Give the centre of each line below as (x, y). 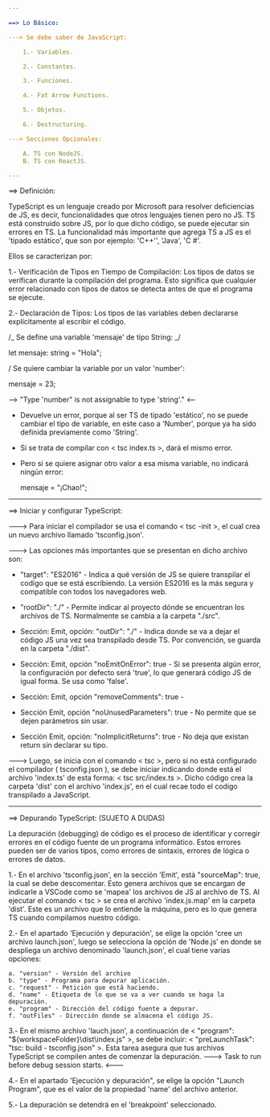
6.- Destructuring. (55, 125)
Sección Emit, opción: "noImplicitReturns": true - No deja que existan (134, 736)
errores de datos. (37, 859)
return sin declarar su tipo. (64, 745)
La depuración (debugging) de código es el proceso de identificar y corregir (135, 834)
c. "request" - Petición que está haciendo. (84, 988)
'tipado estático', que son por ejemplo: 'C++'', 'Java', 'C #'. (105, 241)
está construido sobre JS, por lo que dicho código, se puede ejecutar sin (129, 224)
